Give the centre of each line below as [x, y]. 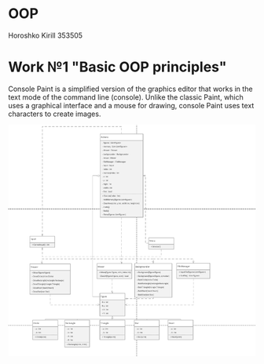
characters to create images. [55, 114]
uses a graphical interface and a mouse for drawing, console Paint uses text [131, 105]
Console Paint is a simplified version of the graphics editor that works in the [130, 89]
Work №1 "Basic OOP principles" [117, 67]
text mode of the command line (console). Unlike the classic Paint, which [126, 97]
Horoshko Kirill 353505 [46, 35]
